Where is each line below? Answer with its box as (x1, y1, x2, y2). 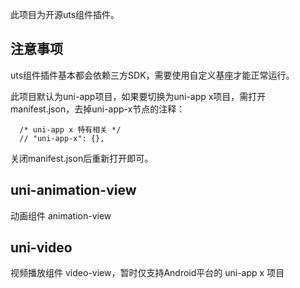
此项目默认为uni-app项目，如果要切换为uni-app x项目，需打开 (10, 90, 267, 102)
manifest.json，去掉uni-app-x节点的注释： (10, 103, 186, 115)
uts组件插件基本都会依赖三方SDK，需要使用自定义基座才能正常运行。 (10, 69, 295, 81)
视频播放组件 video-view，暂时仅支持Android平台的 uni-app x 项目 (10, 267, 285, 279)
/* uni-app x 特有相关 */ (19, 124, 122, 135)
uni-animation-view (10, 182, 137, 199)
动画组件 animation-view (10, 209, 112, 222)
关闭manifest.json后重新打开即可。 (10, 152, 154, 164)
